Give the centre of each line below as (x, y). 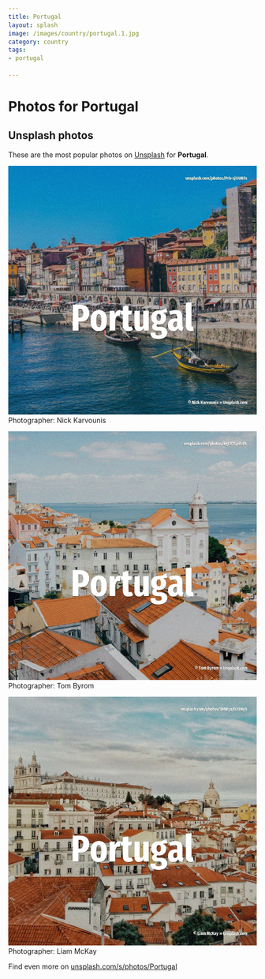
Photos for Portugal (74, 107)
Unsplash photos (51, 135)
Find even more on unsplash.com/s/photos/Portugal (93, 966)
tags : (17, 50)
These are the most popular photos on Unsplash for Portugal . (108, 155)
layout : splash (33, 25)
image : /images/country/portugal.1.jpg (74, 33)
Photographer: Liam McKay (52, 951)
